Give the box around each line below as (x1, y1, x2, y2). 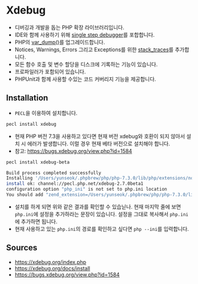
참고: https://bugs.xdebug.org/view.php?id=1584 (14, 147, 133, 154)
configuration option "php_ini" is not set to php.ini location (6, 187, 167, 192)
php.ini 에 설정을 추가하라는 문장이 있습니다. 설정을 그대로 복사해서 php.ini (14, 210, 189, 217)
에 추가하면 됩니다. (14, 218, 58, 225)
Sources (6, 243, 38, 253)
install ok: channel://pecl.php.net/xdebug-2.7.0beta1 (6, 181, 144, 187)
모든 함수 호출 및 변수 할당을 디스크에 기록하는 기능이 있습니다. (14, 60, 158, 68)
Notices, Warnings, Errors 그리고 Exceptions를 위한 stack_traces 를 (14, 45, 174, 53)
